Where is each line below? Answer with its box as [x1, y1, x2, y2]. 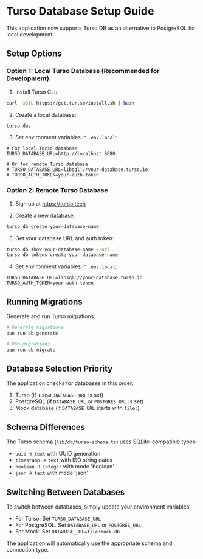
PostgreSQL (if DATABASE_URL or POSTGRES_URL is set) [15, 398, 144, 405]
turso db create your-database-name [6, 223, 99, 229]
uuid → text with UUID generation [15, 450, 101, 457]
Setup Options [6, 49, 62, 59]
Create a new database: [15, 212, 75, 219]
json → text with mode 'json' [15, 470, 89, 477]
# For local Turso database [6, 145, 78, 151]
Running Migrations [6, 296, 83, 307]
